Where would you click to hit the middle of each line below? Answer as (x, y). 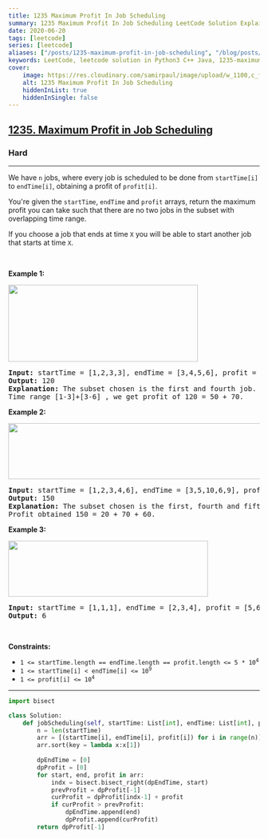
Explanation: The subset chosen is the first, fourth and (124, 506)
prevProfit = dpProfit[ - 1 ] (96, 790)
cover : (19, 68)
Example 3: (27, 529)
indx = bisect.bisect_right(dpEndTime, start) (130, 782)
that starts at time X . (41, 242)
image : (33, 75)
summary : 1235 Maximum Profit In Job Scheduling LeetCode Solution (123, 23)
